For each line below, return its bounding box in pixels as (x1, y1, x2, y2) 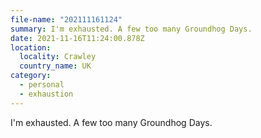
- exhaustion (19, 89, 74, 99)
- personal (19, 80, 65, 90)
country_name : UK (19, 61, 92, 71)
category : (10, 71, 52, 81)
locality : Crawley (19, 52, 97, 62)
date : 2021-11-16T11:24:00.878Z (10, 33, 145, 43)
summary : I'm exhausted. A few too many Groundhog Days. (10, 24, 253, 34)
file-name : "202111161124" (10, 14, 123, 25)
